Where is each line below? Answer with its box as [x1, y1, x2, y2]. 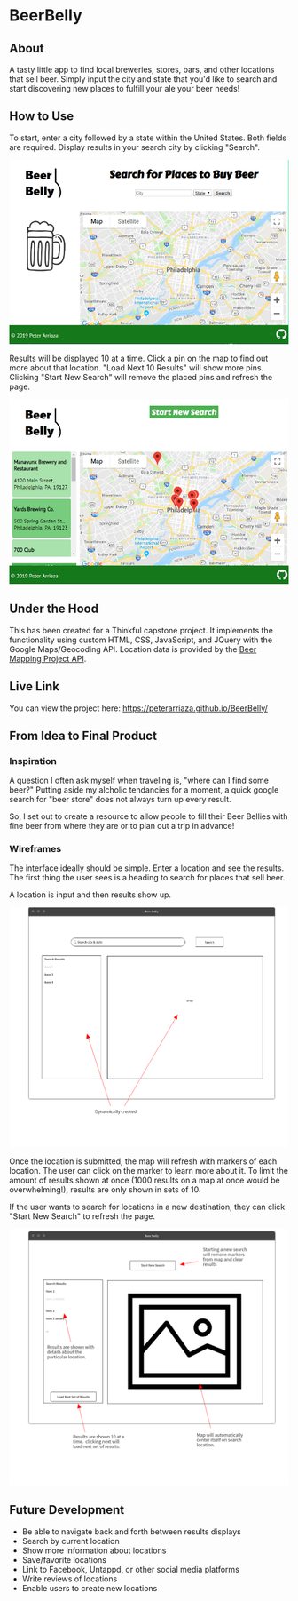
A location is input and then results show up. [9, 889, 171, 900]
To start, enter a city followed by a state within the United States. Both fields [9, 132, 286, 143]
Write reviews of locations [21, 1573, 118, 1584]
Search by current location [21, 1535, 120, 1546]
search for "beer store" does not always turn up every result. [9, 794, 232, 805]
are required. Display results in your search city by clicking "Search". [9, 141, 260, 152]
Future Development [9, 1502, 125, 1517]
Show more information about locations [21, 1545, 167, 1556]
